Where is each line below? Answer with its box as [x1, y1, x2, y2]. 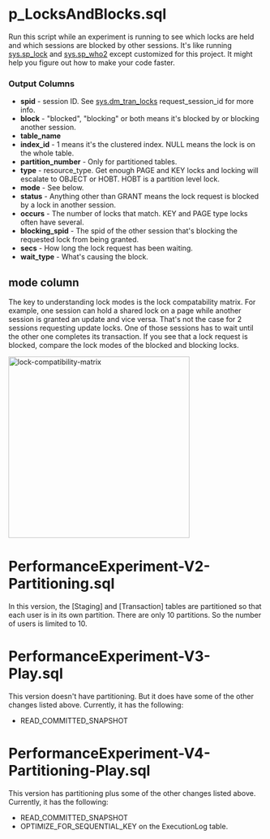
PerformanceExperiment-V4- [8, 745, 211, 763]
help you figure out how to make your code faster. [8, 58, 176, 67]
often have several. [19, 217, 84, 228]
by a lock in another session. [19, 200, 116, 210]
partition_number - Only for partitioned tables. [19, 157, 178, 167]
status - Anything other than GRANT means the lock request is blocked [19, 192, 259, 202]
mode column [8, 276, 79, 289]
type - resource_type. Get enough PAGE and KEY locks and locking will [19, 166, 259, 176]
